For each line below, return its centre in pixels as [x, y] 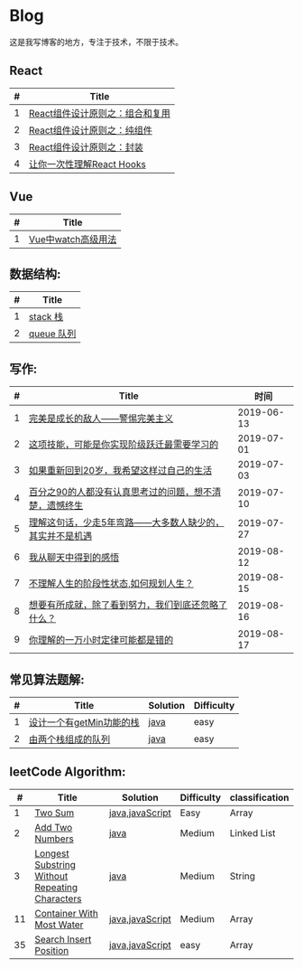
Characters [58, 898]
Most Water [59, 925]
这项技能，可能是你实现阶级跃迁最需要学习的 [124, 445]
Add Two [54, 827]
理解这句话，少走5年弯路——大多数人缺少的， [126, 522]
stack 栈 [46, 317]
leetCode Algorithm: [68, 772]
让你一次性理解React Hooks [87, 164]
